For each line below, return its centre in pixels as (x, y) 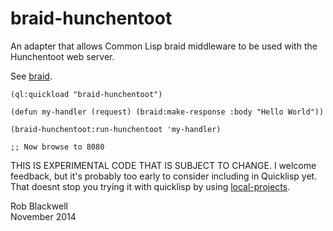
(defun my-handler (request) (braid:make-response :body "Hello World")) (167, 112)
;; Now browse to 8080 (57, 147)
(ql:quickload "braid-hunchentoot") (86, 94)
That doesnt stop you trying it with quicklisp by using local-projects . (150, 186)
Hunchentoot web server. (62, 56)
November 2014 (43, 216)
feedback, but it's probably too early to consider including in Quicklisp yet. (164, 176)
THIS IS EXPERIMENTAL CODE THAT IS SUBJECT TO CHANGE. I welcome (163, 165)
